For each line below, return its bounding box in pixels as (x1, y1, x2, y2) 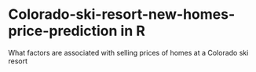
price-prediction (8, 22, 118, 40)
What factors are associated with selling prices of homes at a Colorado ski (8, 48, 249, 57)
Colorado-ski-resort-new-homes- (8, 5, 236, 23)
